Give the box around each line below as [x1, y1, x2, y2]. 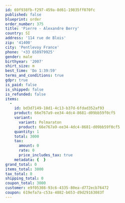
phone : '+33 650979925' [5, 49, 55, 54]
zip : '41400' [5, 40, 33, 45]
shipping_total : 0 [5, 176, 44, 181]
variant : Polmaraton [18, 119, 62, 125]
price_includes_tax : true [18, 153, 73, 158]
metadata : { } [14, 157, 46, 162]
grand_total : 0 [5, 162, 37, 167]
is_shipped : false [5, 87, 44, 92]
